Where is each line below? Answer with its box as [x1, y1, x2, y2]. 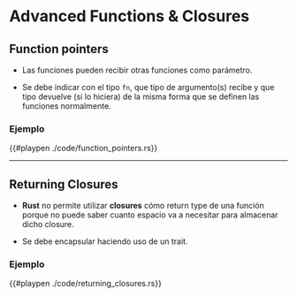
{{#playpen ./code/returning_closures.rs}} [9, 278, 162, 289]
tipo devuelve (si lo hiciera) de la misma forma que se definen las [21, 91, 260, 102]
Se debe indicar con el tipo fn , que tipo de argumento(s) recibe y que [21, 82, 275, 92]
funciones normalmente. [21, 101, 112, 111]
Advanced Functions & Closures [9, 6, 250, 27]
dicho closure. [21, 219, 75, 230]
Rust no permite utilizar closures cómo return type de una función [21, 201, 265, 211]
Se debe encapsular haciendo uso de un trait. [21, 236, 188, 247]
